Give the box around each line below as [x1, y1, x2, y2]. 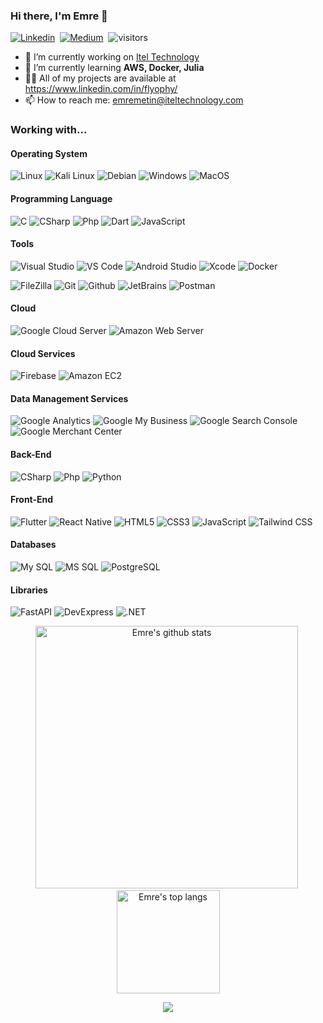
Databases [10, 539, 57, 551]
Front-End [10, 494, 54, 506]
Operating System [10, 147, 88, 159]
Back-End [10, 449, 52, 461]
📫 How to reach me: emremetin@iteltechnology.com [24, 94, 244, 106]
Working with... [10, 123, 88, 137]
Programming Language [10, 193, 113, 205]
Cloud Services [10, 347, 76, 359]
